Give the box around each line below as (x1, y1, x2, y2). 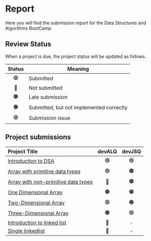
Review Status (5, 40, 52, 49)
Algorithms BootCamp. (5, 25, 53, 31)
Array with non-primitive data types (8, 178, 93, 185)
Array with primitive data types (8, 168, 81, 175)
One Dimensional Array (8, 189, 63, 196)
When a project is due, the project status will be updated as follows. (5, 53, 146, 59)
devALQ (97, 148, 117, 155)
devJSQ (122, 148, 141, 155)
